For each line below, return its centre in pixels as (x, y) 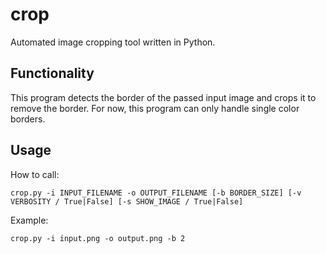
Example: (29, 220)
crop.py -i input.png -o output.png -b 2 (98, 238)
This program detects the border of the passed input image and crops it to (163, 97)
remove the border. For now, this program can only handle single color (155, 108)
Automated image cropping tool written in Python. (113, 42)
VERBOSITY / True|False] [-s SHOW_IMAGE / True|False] (127, 201)
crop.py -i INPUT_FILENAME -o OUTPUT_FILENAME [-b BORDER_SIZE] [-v (156, 193)
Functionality (52, 73)
